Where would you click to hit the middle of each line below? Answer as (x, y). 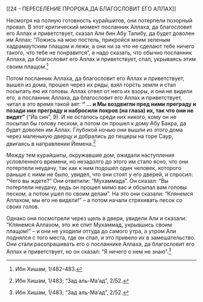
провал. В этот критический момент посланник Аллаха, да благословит (99, 27)
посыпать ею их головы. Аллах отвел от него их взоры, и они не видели (99, 91)
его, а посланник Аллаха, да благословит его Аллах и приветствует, (94, 97)
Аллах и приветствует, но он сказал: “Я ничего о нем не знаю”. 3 (89, 251)
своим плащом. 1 (27, 66)
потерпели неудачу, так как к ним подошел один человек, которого (94, 168)
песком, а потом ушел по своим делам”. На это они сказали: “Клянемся (100, 194)
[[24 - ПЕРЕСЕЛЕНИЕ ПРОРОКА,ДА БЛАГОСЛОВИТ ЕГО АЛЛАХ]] (91, 9)
